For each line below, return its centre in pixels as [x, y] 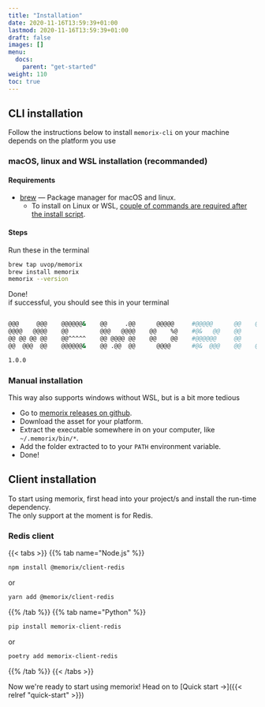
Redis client [31, 536]
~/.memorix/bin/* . [49, 438]
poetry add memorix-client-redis [63, 656]
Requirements [32, 180]
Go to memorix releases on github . [76, 413]
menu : [17, 52]
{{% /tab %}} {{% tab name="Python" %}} [77, 612]
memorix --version [38, 279]
